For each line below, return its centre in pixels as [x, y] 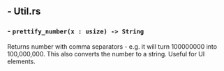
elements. [22, 61]
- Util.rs [24, 11]
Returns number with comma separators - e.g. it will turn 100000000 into [112, 46]
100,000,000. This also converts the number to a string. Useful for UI [106, 54]
